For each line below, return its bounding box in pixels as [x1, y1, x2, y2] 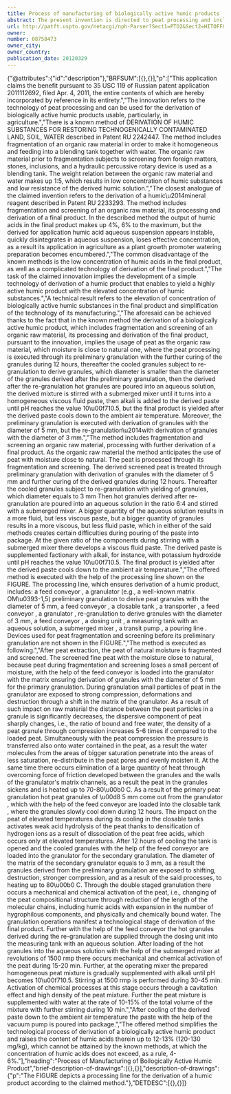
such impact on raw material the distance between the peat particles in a [7, 705, 214, 713]
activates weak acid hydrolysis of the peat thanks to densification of [7, 822, 201, 830]
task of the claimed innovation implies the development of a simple [7, 272, 197, 280]
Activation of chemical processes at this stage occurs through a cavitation [7, 983, 218, 991]
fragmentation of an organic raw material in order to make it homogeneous [7, 139, 219, 148]
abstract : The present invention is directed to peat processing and [7, 17, 211, 23]
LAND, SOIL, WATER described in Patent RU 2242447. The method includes [7, 133, 221, 141]
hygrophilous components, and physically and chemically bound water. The [7, 910, 221, 918]
